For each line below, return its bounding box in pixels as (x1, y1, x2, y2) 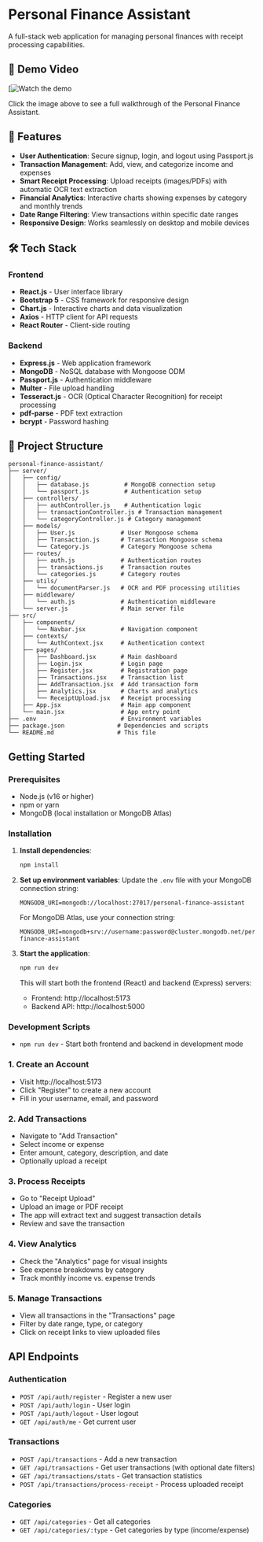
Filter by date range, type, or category (19, 1318, 144, 1328)
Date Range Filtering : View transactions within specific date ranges (19, 209, 239, 219)
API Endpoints (8, 1350, 79, 1363)
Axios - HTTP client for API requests (19, 312, 139, 322)
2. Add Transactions (8, 1113, 87, 1124)
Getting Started (8, 750, 86, 764)
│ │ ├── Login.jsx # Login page (8, 660, 163, 668)
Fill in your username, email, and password (19, 1093, 159, 1103)
